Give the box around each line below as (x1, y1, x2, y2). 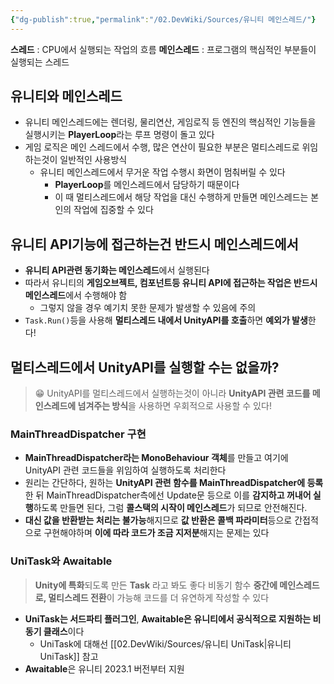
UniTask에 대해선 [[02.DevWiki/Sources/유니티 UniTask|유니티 (39, 637, 292, 650)
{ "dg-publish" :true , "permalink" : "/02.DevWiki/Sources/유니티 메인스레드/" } (10, 14, 317, 25)
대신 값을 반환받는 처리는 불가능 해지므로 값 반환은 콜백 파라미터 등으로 (24, 514, 293, 526)
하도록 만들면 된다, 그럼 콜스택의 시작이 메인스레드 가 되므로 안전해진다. (33, 502, 308, 514)
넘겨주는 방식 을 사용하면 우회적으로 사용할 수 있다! (77, 400, 272, 412)
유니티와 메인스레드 (10, 88, 123, 105)
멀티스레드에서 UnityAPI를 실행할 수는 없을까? (10, 359, 280, 376)
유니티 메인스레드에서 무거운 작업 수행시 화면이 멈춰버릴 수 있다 (39, 166, 286, 178)
